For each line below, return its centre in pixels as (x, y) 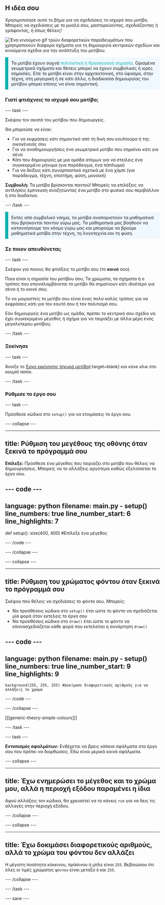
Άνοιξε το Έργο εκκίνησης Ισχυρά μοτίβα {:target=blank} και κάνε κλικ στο (81, 366)
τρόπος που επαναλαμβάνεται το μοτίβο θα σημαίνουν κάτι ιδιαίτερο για (80, 284)
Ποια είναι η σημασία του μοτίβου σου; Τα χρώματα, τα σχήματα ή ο (75, 279)
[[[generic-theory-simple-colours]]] (41, 718)
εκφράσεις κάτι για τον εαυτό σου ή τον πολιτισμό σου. (62, 304)
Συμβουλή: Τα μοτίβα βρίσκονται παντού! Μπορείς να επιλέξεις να (74, 185)
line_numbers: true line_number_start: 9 (68, 666)
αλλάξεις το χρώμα (24, 690)
